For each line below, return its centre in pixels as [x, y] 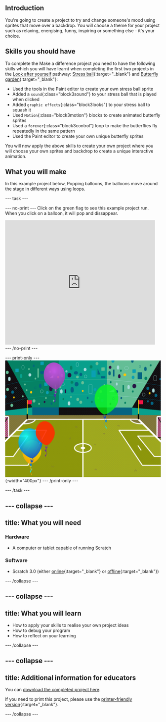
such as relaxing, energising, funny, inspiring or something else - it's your [80, 30]
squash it [21, 110]
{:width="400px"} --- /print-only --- [42, 481]
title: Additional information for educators [71, 678]
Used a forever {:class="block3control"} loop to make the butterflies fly [85, 125]
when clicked [26, 99]
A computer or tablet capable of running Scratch [62, 548]
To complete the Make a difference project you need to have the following [80, 63]
